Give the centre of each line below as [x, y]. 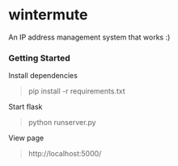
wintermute [48, 15]
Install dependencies [43, 76]
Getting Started [39, 58]
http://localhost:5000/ [65, 154]
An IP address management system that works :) [89, 37]
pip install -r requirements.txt [76, 91]
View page [26, 138]
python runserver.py [62, 122]
